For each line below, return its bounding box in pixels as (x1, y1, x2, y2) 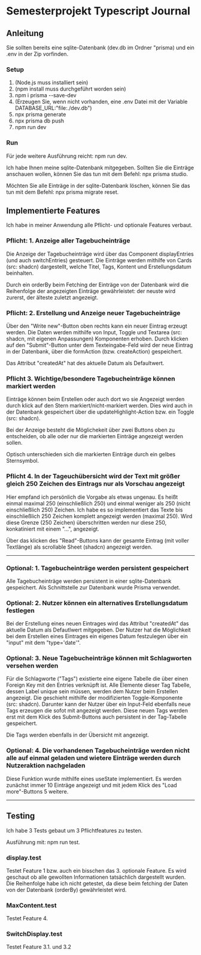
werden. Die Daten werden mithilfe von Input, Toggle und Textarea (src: (6, 329, 182, 336)
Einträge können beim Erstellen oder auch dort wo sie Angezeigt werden (6, 396, 185, 403)
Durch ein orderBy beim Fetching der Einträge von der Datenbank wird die (6, 281, 189, 288)
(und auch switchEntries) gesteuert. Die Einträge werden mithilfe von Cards (6, 256, 193, 264)
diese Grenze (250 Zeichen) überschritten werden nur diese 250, (6, 519, 167, 526)
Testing (6, 811, 35, 821)
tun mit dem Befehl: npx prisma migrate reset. (6, 188, 119, 196)
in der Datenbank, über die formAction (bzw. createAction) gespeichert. (6, 348, 183, 355)
